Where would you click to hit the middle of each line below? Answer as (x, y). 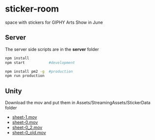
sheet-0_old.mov (29, 133)
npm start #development (40, 62)
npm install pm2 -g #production (39, 71)
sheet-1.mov (25, 117)
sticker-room (32, 9)
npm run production (25, 76)
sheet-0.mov (25, 123)
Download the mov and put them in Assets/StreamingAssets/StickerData (78, 103)
